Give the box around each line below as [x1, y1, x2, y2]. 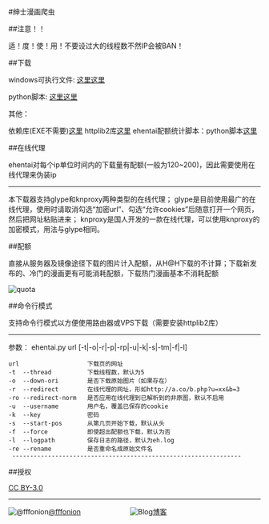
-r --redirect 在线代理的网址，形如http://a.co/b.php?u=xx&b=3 [8, 386, 240, 394]
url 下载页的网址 [8, 360, 123, 368]
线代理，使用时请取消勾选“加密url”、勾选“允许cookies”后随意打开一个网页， [8, 205, 259, 214]
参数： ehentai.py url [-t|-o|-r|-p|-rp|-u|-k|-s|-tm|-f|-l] [8, 342, 188, 352]
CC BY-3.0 [8, 483, 44, 492]
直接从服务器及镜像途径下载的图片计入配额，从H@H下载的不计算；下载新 [8, 258, 251, 268]
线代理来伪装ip [8, 170, 57, 179]
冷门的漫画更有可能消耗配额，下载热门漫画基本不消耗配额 [29, 269, 219, 278]
